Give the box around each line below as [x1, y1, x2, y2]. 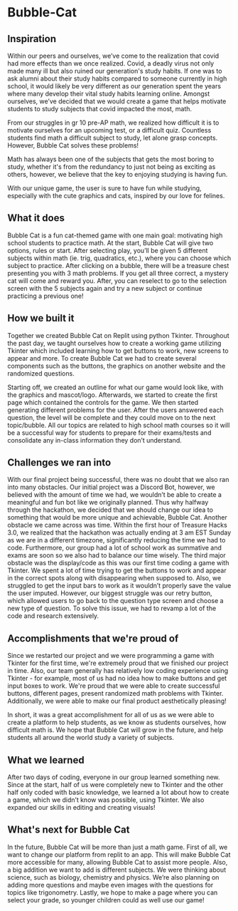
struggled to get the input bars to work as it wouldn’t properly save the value [7, 582, 232, 590]
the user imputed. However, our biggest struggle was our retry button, [7, 589, 212, 597]
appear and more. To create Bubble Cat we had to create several [7, 354, 197, 362]
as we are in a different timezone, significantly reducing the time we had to [7, 536, 226, 545]
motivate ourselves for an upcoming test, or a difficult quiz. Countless [7, 126, 212, 134]
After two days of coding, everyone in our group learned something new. [7, 773, 220, 781]
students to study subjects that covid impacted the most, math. [7, 105, 193, 113]
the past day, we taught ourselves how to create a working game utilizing [7, 339, 222, 347]
